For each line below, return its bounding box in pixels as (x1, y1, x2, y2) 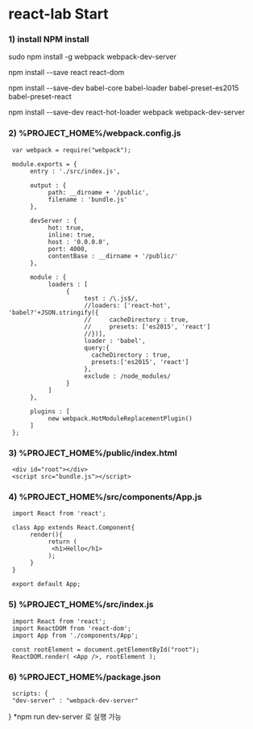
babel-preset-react (8, 92, 72, 102)
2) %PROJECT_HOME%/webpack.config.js (8, 128, 181, 139)
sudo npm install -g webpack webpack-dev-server (8, 52, 177, 61)
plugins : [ (29, 407, 70, 416)
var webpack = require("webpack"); (11, 146, 131, 154)
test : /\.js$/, (84, 294, 139, 303)
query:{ (84, 344, 110, 352)
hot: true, (48, 224, 85, 232)
